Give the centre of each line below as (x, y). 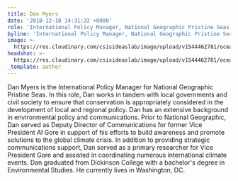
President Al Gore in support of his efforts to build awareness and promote (116, 132)
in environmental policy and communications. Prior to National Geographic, (117, 117)
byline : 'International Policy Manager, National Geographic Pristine (114, 34)
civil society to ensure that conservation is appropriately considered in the (115, 102)
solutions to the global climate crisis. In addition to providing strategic (109, 140)
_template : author (34, 67)
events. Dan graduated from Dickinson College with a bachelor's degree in (116, 162)
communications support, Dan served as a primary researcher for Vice (110, 147)
